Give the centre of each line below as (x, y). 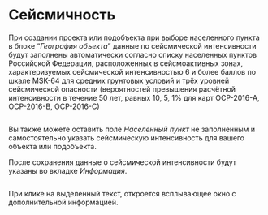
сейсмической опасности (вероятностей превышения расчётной (122, 89)
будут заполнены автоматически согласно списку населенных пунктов (133, 54)
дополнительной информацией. (63, 202)
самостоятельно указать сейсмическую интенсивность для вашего (127, 138)
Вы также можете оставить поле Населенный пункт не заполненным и (132, 129)
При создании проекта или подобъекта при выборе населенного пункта (134, 37)
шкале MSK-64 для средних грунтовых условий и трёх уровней (119, 80)
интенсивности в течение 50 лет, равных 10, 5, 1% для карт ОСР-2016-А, (134, 97)
